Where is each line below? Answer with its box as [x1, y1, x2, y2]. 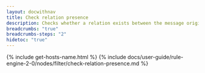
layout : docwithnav [6, 8, 56, 15]
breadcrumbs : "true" [6, 25, 59, 32]
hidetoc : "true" [6, 37, 48, 43]
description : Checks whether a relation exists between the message [6, 20, 184, 26]
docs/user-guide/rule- [127, 54, 184, 60]
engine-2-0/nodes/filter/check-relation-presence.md [6, 60, 140, 67]
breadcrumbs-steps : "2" [6, 31, 67, 37]
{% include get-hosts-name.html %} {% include [6, 54, 126, 60]
